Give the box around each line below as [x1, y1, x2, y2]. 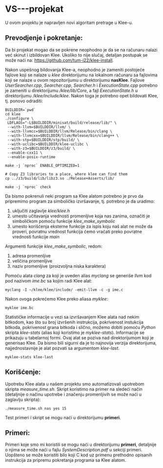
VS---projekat [5, 3, 64, 15]
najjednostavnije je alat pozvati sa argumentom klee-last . [5, 345, 120, 351]
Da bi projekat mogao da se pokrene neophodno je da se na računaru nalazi [5, 47, 158, 52]
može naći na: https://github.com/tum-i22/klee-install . [5, 57, 114, 63]
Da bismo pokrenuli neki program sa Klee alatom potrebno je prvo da [5, 193, 143, 199]
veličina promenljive [12, 258, 53, 264]
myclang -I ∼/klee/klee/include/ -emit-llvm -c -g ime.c [5, 287, 123, 292]
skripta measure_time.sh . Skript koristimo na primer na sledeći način [5, 386, 143, 392]
